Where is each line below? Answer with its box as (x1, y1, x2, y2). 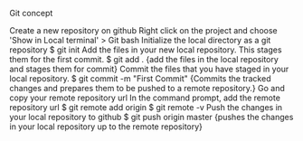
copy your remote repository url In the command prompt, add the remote (9, 92, 280, 103)
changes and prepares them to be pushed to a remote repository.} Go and (9, 83, 285, 93)
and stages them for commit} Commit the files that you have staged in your (9, 63, 289, 74)
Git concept (9, 8, 53, 18)
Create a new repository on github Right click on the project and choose (9, 25, 278, 35)
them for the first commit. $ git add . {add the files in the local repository (9, 54, 279, 64)
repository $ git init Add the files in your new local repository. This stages (9, 44, 282, 55)
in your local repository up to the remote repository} (9, 121, 204, 132)
